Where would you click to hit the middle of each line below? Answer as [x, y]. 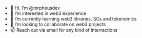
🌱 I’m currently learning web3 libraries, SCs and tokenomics [73, 19]
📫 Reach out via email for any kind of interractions [64, 30]
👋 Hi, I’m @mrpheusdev [35, 8]
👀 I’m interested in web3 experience [48, 13]
